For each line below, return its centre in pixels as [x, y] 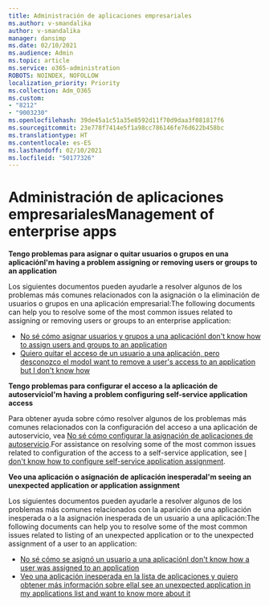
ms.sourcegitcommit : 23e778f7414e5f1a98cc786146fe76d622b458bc [116, 128]
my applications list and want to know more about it [105, 594]
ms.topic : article [39, 61]
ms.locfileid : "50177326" [51, 158]
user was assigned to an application [79, 568]
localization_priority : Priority [64, 83]
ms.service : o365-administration [64, 68]
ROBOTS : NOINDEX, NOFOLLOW [53, 76]
